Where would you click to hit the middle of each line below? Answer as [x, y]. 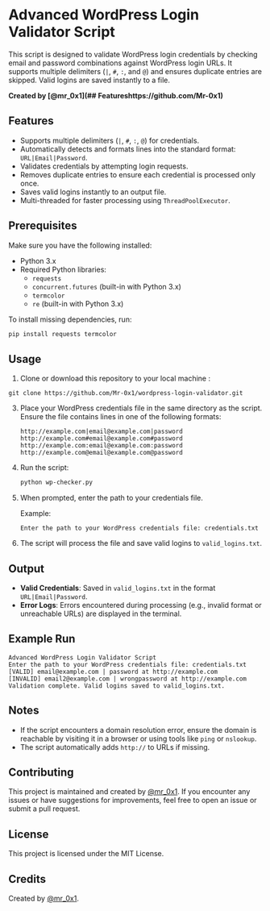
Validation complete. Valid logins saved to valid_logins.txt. [117, 686]
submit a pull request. [44, 809]
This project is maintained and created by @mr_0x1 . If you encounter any [129, 792]
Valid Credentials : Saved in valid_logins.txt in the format [118, 588]
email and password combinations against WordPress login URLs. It [120, 63]
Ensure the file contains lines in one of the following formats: [120, 417]
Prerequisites [43, 226]
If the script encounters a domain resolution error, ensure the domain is [138, 730]
